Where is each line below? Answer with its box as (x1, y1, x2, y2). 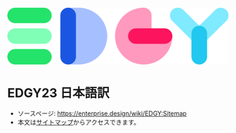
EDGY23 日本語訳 (7, 85, 110, 101)
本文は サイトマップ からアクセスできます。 (17, 118, 140, 127)
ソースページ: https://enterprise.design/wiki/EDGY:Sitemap (17, 109, 188, 118)
